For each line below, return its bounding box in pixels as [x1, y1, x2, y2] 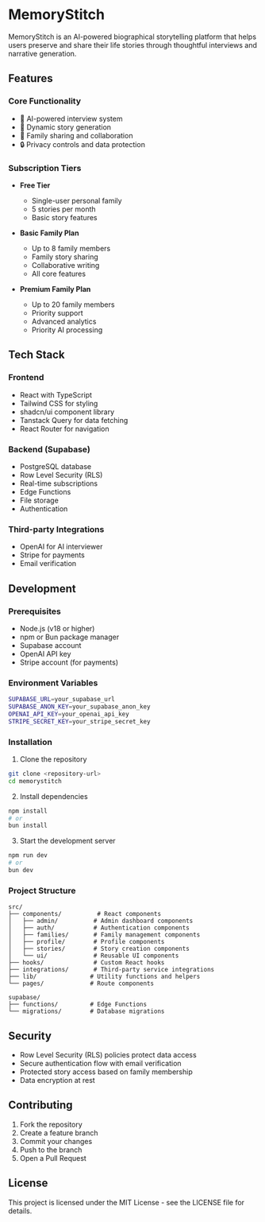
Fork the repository [19, 1119, 83, 1129]
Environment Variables [8, 677, 98, 689]
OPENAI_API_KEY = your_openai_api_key [8, 710, 129, 718]
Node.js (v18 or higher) [19, 623, 95, 633]
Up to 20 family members [31, 300, 115, 309]
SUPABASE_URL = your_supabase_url [8, 696, 115, 704]
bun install [8, 821, 48, 830]
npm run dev [8, 852, 48, 859]
